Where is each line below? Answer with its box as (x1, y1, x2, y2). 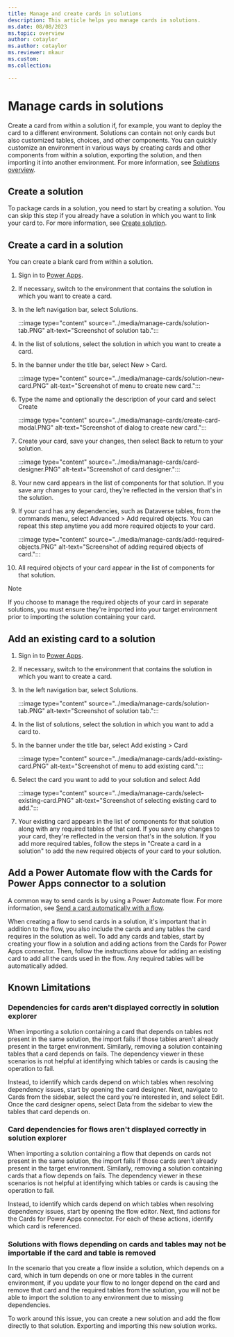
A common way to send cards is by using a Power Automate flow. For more (8, 896, 223, 905)
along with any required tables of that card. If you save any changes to (17, 824, 220, 833)
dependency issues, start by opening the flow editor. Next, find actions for (8, 1207, 221, 1215)
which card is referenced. (8, 1221, 81, 1230)
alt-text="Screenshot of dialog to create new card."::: (55, 423, 207, 432)
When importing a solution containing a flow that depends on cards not (8, 1149, 211, 1157)
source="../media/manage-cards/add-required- (88, 535, 225, 544)
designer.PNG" (17, 465, 61, 474)
